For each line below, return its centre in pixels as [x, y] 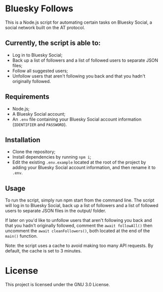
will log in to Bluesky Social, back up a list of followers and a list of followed [82, 206]
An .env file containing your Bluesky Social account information [77, 119]
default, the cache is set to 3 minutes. [43, 251]
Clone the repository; [34, 152]
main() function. [21, 236]
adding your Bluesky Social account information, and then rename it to [84, 167]
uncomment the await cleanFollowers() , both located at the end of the [78, 231]
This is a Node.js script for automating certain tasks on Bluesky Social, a [79, 22]
